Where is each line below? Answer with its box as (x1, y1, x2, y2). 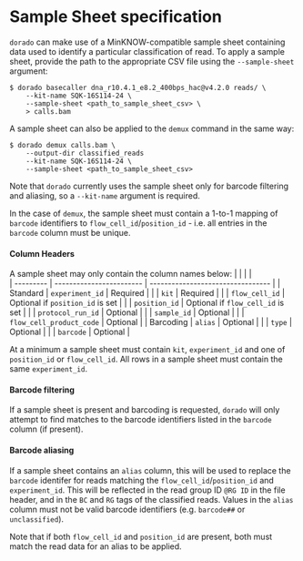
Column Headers (9, 248, 76, 259)
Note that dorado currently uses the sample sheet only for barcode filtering (9, 180, 289, 191)
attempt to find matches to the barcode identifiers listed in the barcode (9, 414, 272, 425)
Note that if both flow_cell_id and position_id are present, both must (9, 531, 273, 542)
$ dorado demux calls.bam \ (9, 140, 116, 149)
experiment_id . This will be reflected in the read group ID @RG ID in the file (9, 484, 286, 495)
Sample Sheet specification (9, 6, 223, 27)
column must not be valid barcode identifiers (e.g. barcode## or (9, 504, 246, 515)
